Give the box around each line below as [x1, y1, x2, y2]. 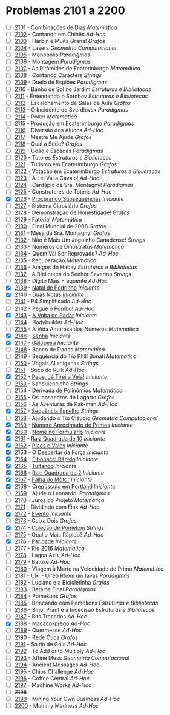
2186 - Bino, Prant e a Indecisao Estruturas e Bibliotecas [14, 606, 155, 614]
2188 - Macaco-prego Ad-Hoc [14, 620, 91, 627]
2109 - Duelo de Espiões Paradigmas [14, 78, 108, 86]
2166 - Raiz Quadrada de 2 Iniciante [14, 469, 104, 476]
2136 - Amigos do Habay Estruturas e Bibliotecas [14, 263, 137, 271]
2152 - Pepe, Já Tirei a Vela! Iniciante [14, 373, 108, 381]
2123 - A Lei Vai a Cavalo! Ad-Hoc [14, 174, 100, 182]
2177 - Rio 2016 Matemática [14, 544, 85, 552]
